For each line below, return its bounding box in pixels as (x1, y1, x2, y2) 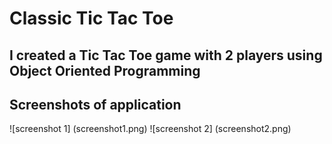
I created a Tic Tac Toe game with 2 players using (9, 47, 323, 64)
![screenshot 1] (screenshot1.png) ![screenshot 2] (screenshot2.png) (9, 123, 292, 135)
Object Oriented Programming (9, 62, 201, 79)
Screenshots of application (9, 96, 182, 113)
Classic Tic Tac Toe (9, 7, 174, 30)
